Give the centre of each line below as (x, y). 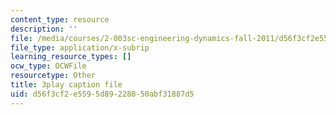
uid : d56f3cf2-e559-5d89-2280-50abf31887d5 (102, 94)
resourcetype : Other (53, 76)
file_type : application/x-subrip (80, 47)
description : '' (44, 29)
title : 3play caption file (66, 85)
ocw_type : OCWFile (48, 66)
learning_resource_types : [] (71, 57)
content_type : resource (60, 19)
